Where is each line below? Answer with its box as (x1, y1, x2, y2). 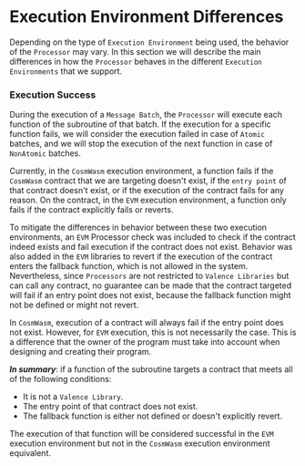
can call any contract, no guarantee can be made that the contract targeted (9, 280, 292, 291)
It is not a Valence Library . (22, 391, 124, 402)
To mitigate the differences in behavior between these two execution (9, 222, 267, 233)
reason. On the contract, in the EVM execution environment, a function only (9, 194, 287, 206)
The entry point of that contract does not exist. (22, 401, 198, 412)
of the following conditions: (9, 374, 112, 385)
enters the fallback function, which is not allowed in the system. (9, 261, 249, 272)
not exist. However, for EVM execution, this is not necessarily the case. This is (9, 326, 297, 338)
